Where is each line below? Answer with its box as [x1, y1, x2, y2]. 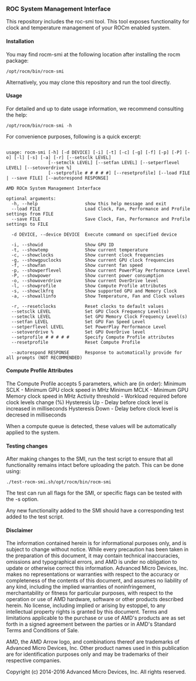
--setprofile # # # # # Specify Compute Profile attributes [11, 334, 175, 340]
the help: [6, 111, 28, 118]
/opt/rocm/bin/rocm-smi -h [6, 123, 72, 128]
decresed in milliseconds [6, 411, 66, 418]
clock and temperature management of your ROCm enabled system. [6, 24, 171, 31]
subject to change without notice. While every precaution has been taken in [6, 546, 189, 553]
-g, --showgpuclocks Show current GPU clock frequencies [11, 257, 175, 263]
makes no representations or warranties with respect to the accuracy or [6, 571, 180, 578]
